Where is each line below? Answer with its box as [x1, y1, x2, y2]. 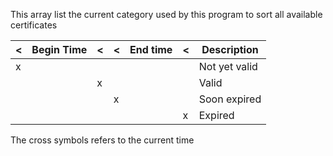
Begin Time [31, 43, 88, 56]
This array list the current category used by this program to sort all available [10, 9, 323, 20]
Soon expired [198, 92, 262, 106]
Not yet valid [198, 60, 258, 73]
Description [201, 43, 259, 56]
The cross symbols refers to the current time [10, 134, 195, 146]
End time [129, 43, 173, 56]
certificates [10, 19, 58, 31]
